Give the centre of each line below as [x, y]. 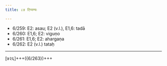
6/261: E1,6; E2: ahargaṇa [38, 39]
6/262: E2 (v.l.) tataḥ [33, 44]
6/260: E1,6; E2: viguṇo [36, 33]
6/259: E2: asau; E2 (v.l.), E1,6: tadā [49, 28]
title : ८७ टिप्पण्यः [21, 10]
